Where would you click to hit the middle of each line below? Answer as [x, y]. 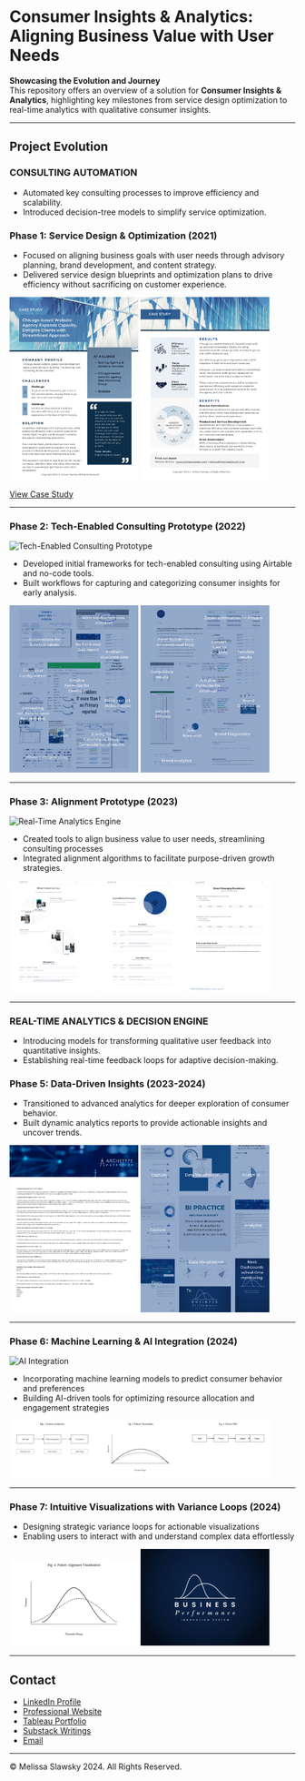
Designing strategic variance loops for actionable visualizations [141, 1527]
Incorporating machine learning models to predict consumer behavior [152, 1379]
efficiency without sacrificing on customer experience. [124, 284]
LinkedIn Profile [52, 1702]
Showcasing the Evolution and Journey [85, 80]
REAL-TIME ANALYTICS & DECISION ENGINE [109, 1021]
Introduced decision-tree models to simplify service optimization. [144, 212]
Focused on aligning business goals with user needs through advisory [153, 255]
